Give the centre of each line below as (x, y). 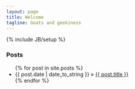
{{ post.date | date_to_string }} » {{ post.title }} (72, 74)
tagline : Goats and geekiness (44, 23)
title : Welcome (25, 17)
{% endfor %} (32, 80)
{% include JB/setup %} (36, 40)
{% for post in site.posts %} (49, 68)
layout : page (22, 12)
